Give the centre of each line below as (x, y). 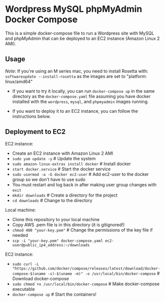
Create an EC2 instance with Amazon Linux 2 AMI (63, 153)
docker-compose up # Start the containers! (54, 294)
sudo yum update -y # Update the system (54, 158)
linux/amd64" (19, 81)
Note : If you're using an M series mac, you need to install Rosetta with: (77, 71)
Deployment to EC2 (35, 132)
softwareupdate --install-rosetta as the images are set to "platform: (76, 76)
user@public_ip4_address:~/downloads (51, 245)
